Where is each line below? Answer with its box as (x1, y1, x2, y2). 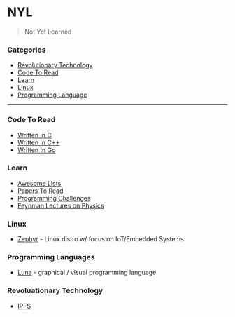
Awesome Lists (17, 179, 62, 187)
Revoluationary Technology (7, 285, 104, 295)
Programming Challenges (17, 194, 91, 202)
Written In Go (17, 145, 56, 154)
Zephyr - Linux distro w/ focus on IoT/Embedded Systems (17, 235, 184, 243)
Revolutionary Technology (17, 61, 93, 69)
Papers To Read (17, 187, 64, 195)
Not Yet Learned (24, 27, 72, 36)
